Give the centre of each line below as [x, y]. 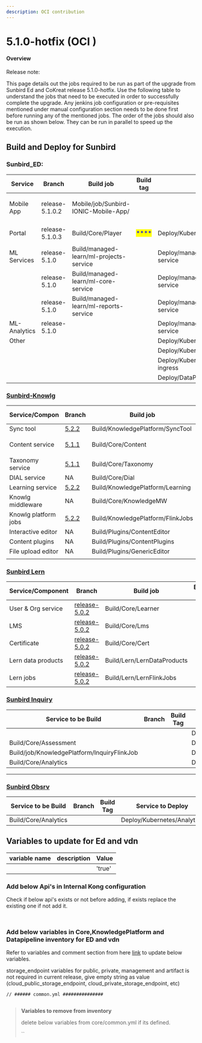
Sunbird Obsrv [28, 787]
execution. [19, 128]
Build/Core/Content [119, 444]
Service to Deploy [162, 806]
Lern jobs [23, 678]
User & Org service [36, 608]
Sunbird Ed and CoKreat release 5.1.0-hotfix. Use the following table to [93, 90]
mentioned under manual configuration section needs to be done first [92, 110]
